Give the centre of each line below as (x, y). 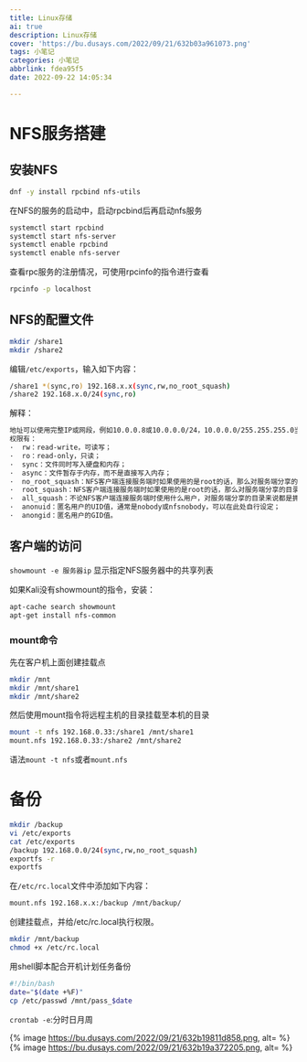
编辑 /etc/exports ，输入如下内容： (74, 369)
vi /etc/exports (40, 833)
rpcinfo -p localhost (51, 289)
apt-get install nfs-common (63, 615)
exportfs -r (32, 859)
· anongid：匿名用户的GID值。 (64, 516)
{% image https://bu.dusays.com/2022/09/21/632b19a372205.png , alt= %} (151, 1047)
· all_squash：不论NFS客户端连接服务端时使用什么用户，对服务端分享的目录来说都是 (151, 499)
